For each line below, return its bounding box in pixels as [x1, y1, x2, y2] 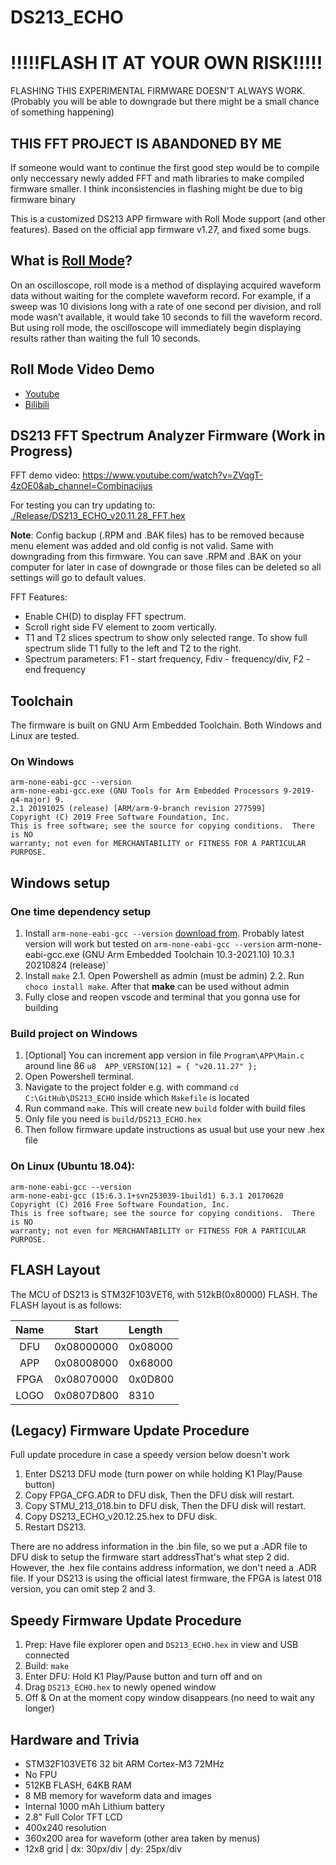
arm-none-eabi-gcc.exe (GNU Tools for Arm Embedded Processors [10, 786, 280, 796]
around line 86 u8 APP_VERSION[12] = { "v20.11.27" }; [24, 1060, 258, 1072]
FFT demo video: [10, 469, 81, 481]
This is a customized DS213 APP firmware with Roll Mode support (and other [10, 212, 326, 225]
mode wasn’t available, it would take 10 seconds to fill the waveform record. [10, 311, 323, 323]
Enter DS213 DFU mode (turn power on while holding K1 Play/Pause [24, 1468, 303, 1480]
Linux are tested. [10, 730, 80, 742]
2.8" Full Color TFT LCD [24, 1811, 123, 1823]
